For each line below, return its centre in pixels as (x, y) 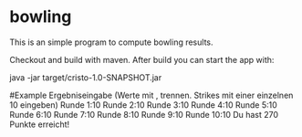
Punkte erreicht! (40, 124)
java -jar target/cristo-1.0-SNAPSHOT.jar (86, 77)
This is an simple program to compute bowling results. (111, 42)
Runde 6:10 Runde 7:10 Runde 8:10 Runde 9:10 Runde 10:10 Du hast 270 (144, 114)
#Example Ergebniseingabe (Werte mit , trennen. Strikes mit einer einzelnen (151, 95)
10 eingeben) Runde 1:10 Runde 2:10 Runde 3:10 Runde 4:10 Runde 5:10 (144, 105)
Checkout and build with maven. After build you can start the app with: (142, 59)
